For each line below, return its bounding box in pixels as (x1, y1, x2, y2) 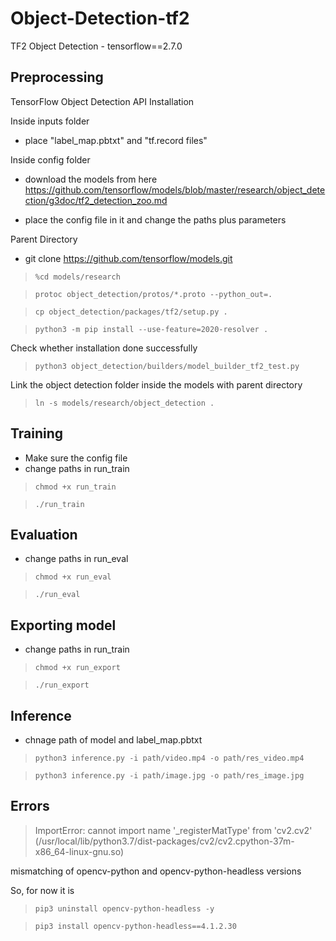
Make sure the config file (24, 452, 128, 464)
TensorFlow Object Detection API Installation (10, 95, 195, 107)
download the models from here (24, 173, 158, 185)
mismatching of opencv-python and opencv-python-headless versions (10, 865, 302, 877)
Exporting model (10, 617, 117, 634)
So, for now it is (10, 884, 75, 896)
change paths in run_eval (24, 553, 129, 565)
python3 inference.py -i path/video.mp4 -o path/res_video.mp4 (34, 753, 305, 763)
